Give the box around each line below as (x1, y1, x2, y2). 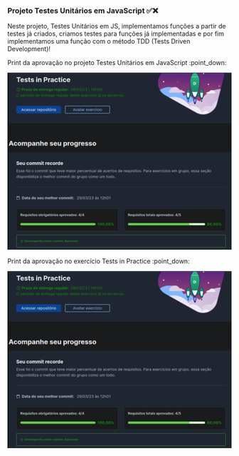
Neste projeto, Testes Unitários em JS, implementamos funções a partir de (7, 22, 226, 31)
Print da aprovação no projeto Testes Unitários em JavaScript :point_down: (7, 59, 227, 67)
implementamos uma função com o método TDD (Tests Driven (7, 37, 191, 46)
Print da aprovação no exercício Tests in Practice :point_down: (7, 257, 190, 265)
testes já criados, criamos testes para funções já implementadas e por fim (7, 29, 224, 38)
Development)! (7, 45, 51, 54)
